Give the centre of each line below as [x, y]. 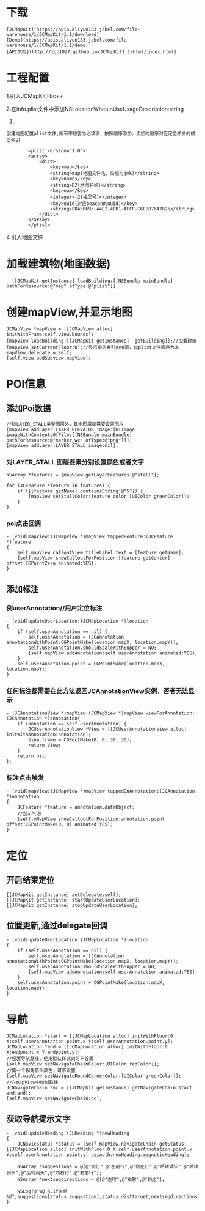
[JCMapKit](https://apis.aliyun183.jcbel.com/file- [73, 29]
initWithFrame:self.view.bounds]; [50, 334]
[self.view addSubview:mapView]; [49, 358]
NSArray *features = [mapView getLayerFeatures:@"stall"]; [83, 475]
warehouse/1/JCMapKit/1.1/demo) [47, 45]
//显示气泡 [29, 813]
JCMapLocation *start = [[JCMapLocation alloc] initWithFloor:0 [90, 1036]
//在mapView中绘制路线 [32, 1083]
